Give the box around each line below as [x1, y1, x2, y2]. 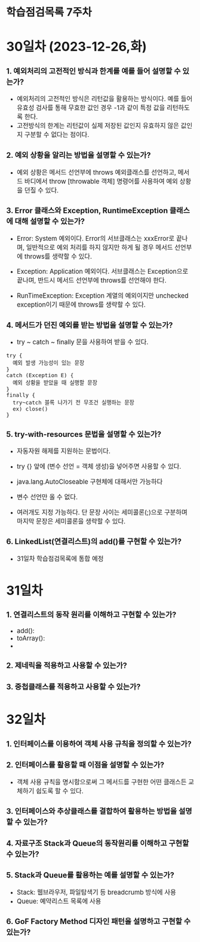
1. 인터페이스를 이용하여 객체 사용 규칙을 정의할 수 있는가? [6, 739, 192, 749]
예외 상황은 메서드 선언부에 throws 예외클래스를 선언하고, [17, 168, 177, 176]
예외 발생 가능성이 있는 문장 [13, 360, 85, 366]
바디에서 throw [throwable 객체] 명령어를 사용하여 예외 [24, 177, 178, 185]
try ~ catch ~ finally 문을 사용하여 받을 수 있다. [17, 338, 149, 347]
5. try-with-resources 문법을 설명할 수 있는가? [6, 429, 162, 439]
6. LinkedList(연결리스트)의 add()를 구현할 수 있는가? [6, 537, 182, 547]
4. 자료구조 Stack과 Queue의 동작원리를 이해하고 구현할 [6, 838, 189, 848]
